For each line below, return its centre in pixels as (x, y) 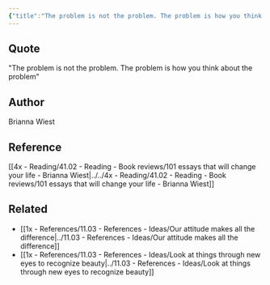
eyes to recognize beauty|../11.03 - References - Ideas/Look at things (135, 263)
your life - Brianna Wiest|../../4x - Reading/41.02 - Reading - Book (117, 176)
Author (26, 102)
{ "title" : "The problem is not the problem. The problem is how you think (135, 16)
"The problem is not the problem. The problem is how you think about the (131, 68)
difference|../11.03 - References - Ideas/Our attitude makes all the (129, 237)
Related (28, 209)
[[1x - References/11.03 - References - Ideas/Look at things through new (140, 254)
